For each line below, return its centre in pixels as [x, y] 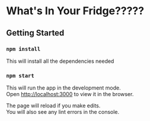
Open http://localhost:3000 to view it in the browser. [70, 94]
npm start [20, 76]
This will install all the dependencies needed [60, 61]
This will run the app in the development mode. [64, 88]
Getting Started [35, 33]
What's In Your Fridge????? [75, 11]
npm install [23, 49]
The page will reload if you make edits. [53, 106]
